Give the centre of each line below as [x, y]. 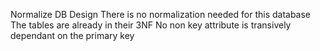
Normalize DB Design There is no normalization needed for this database [161, 14]
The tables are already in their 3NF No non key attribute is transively [151, 25]
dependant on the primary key [72, 35]
